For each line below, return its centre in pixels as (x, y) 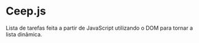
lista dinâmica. (24, 34)
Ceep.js (26, 11)
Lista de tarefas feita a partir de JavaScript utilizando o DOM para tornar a (99, 28)
